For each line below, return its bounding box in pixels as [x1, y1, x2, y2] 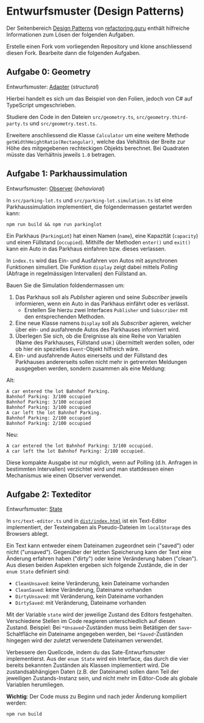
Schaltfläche [6, 630, 38, 638]
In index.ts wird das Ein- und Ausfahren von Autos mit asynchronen [6, 257, 178, 264]
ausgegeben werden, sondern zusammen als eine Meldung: [15, 365, 166, 372]
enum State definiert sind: [6, 568, 70, 575]
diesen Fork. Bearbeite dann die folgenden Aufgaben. [6, 49, 141, 56]
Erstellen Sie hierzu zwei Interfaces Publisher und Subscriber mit [24, 306, 188, 313]
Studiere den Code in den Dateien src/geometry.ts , [6, 113, 135, 120]
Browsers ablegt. [6, 530, 49, 538]
